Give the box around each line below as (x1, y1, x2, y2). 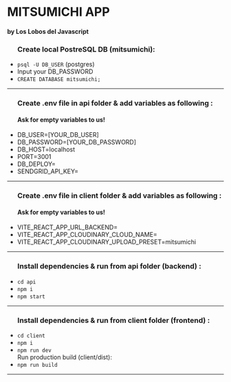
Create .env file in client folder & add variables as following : (16, 191, 222, 200)
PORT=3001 (16, 153, 52, 161)
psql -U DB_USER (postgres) (16, 60, 95, 69)
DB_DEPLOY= (16, 160, 56, 169)
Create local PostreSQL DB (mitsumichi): (16, 44, 156, 54)
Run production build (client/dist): (16, 352, 112, 361)
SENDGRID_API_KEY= (16, 167, 79, 176)
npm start (16, 293, 46, 300)
